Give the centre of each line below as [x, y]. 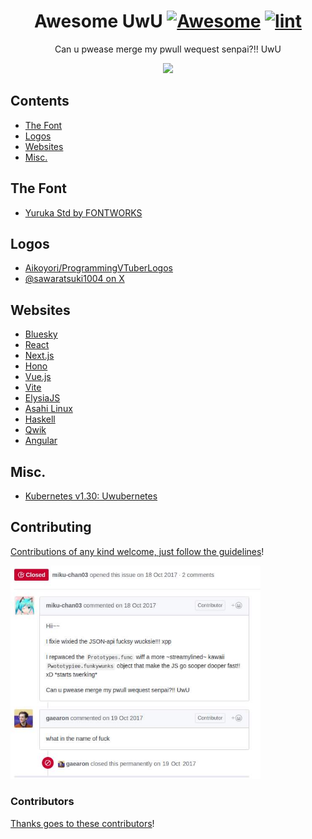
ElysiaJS [42, 398]
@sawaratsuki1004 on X [74, 279]
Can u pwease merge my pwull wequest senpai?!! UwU [168, 49]
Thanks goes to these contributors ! [82, 823]
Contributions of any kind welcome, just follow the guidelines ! [137, 551]
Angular [41, 441]
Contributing [51, 527]
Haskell [40, 419]
